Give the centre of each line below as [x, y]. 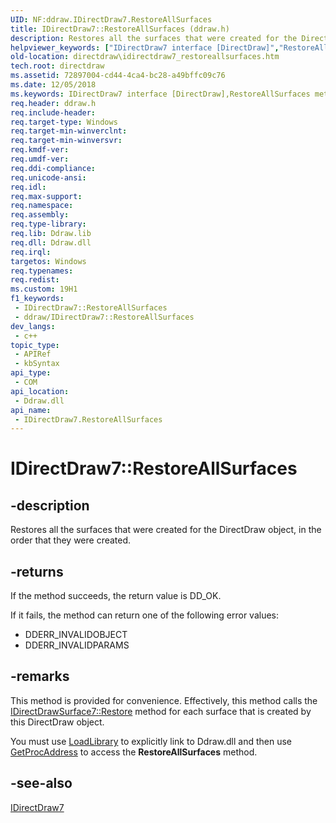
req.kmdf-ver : [40, 150]
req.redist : [35, 280]
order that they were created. [71, 540]
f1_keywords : [37, 299]
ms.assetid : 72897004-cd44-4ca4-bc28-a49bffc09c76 [118, 76]
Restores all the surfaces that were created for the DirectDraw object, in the [166, 530]
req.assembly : [40, 215]
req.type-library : [48, 224]
